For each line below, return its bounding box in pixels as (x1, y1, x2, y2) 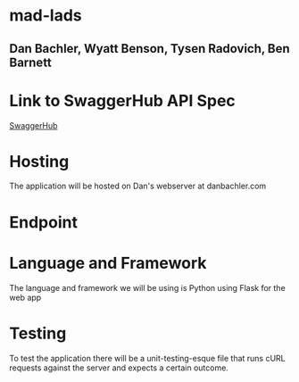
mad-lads (9, 5, 82, 26)
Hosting (9, 151, 70, 171)
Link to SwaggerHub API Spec (9, 90, 237, 111)
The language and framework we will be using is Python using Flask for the (9, 282, 286, 293)
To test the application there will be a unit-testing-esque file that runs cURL (9, 353, 286, 363)
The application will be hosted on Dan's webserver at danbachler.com (9, 180, 267, 192)
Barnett (9, 54, 52, 70)
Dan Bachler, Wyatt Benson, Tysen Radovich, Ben (9, 41, 290, 56)
